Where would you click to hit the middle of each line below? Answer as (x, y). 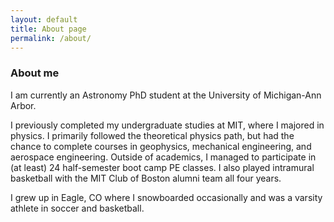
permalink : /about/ (51, 38)
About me (35, 73)
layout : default (44, 19)
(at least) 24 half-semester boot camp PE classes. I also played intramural (162, 167)
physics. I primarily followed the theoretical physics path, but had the (152, 135)
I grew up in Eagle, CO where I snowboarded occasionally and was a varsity (166, 197)
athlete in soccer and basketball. (77, 208)
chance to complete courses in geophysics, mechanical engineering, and (161, 146)
